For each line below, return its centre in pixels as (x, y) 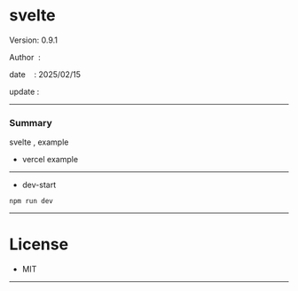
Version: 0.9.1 (34, 40)
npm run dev (31, 201)
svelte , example (39, 142)
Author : (25, 57)
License (39, 244)
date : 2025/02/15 (45, 74)
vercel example (50, 160)
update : (24, 91)
